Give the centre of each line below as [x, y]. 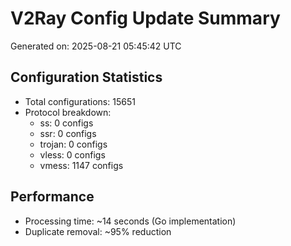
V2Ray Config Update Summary [145, 18]
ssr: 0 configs [68, 133]
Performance [52, 197]
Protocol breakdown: [68, 112]
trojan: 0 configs [73, 144]
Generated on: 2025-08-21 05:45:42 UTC [96, 46]
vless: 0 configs [72, 154]
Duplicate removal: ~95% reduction [98, 231]
